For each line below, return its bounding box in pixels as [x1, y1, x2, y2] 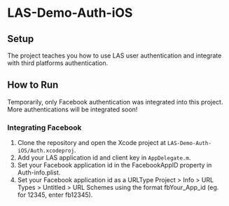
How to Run [7, 79, 59, 91]
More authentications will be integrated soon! [7, 105, 138, 114]
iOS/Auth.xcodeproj [17, 147, 75, 155]
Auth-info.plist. [17, 168, 61, 177]
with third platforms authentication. [7, 59, 109, 67]
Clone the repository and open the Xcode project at [17, 139, 166, 147]
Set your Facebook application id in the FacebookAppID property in [17, 161, 212, 170]
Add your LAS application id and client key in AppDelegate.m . [17, 153, 191, 162]
